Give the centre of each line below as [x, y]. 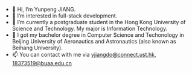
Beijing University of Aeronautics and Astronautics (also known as [94, 41]
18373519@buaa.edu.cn [42, 63]
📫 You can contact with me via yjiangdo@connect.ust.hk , [84, 55]
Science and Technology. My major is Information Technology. [90, 28]
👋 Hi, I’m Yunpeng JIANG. [44, 9]
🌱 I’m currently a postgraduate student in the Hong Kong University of [99, 22]
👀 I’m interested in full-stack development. [65, 16]
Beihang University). [37, 48]
